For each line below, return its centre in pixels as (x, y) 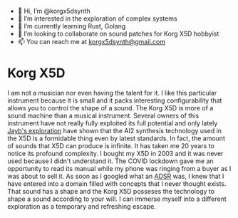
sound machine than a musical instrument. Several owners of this (103, 115)
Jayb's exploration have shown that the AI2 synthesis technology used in (115, 130)
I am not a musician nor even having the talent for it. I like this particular (112, 93)
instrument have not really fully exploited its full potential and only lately (113, 123)
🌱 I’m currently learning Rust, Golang (72, 26)
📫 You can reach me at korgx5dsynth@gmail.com (92, 42)
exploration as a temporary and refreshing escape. (82, 206)
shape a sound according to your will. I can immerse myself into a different (117, 199)
